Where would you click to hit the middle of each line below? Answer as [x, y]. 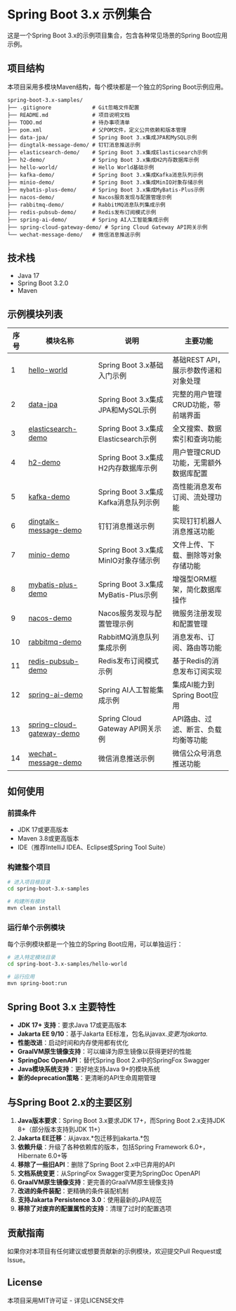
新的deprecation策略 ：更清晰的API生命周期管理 [87, 1078]
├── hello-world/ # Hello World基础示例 [81, 167]
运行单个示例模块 [36, 927]
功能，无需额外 [197, 463]
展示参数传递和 [197, 370]
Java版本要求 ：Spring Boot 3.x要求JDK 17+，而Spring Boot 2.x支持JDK [121, 1121]
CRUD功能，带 [197, 405]
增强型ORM [191, 579]
